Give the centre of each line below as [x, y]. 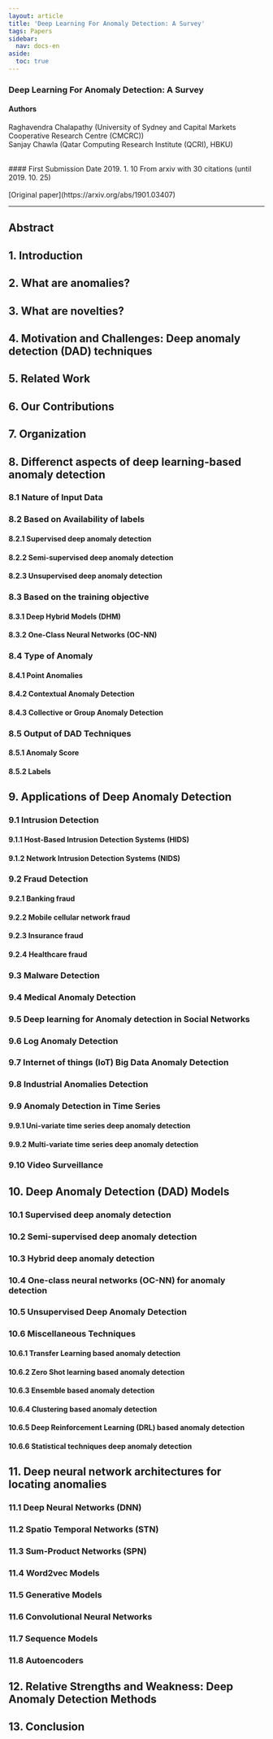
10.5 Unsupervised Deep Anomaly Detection [97, 1312]
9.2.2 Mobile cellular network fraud [69, 917]
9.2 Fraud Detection [48, 879]
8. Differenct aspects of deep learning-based [125, 461]
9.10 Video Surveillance [56, 1165]
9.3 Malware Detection [54, 975]
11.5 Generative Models [55, 1594]
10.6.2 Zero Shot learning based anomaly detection [97, 1372]
